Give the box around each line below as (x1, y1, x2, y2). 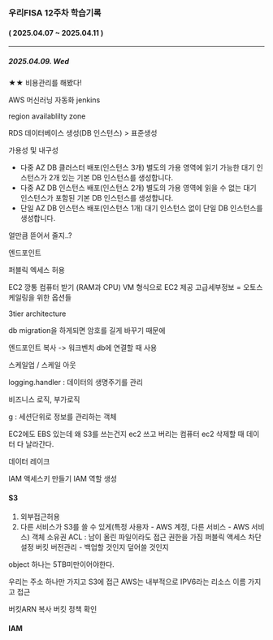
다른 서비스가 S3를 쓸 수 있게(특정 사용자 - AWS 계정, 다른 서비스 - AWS (19, 522, 250, 532)
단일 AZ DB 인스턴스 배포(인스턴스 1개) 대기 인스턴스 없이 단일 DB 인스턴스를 (19, 203, 263, 213)
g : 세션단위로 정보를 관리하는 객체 (8, 412, 117, 422)
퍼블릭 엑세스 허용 (8, 266, 65, 275)
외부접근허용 (19, 512, 61, 521)
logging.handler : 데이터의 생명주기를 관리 (8, 378, 144, 387)
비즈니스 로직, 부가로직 (8, 395, 80, 404)
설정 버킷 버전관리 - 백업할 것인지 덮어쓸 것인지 (19, 543, 169, 552)
